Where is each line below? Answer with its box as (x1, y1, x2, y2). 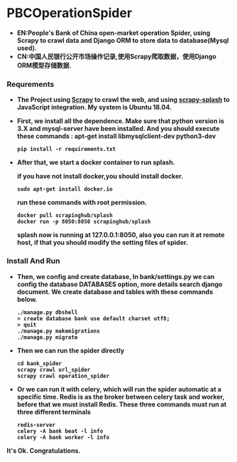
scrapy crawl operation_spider (16, 372, 110, 379)
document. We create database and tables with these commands (16, 287, 214, 296)
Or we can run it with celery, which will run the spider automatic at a (16, 384, 221, 393)
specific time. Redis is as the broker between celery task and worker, (16, 392, 225, 401)
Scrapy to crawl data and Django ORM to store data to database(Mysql (16, 36, 229, 44)
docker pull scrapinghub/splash (16, 212, 113, 219)
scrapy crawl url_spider (16, 366, 91, 373)
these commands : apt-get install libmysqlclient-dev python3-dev (16, 132, 216, 140)
